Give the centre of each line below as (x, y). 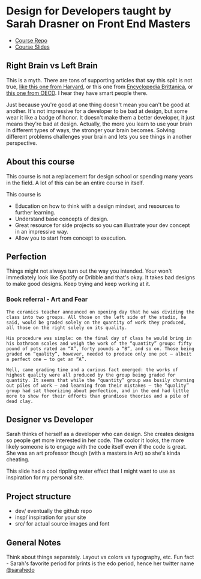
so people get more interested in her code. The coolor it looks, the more (95, 440)
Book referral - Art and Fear (47, 300)
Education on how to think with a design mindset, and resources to (97, 206)
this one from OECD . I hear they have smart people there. (77, 93)
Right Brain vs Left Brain (52, 66)
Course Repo (31, 40)
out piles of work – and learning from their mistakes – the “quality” (97, 386)
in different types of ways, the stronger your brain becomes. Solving (91, 130)
